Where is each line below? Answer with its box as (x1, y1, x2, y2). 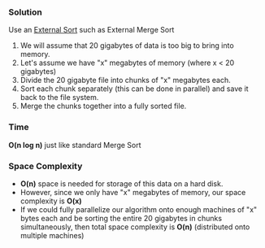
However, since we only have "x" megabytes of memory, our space (20, 187, 246, 197)
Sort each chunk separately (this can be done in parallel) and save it (20, 84, 250, 94)
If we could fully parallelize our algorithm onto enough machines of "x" (20, 204, 258, 214)
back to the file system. (20, 93, 99, 102)
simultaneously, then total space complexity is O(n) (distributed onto (20, 222, 250, 232)
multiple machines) (20, 230, 85, 240)
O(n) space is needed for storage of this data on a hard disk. (20, 178, 224, 189)
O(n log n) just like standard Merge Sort (8, 140, 141, 150)
